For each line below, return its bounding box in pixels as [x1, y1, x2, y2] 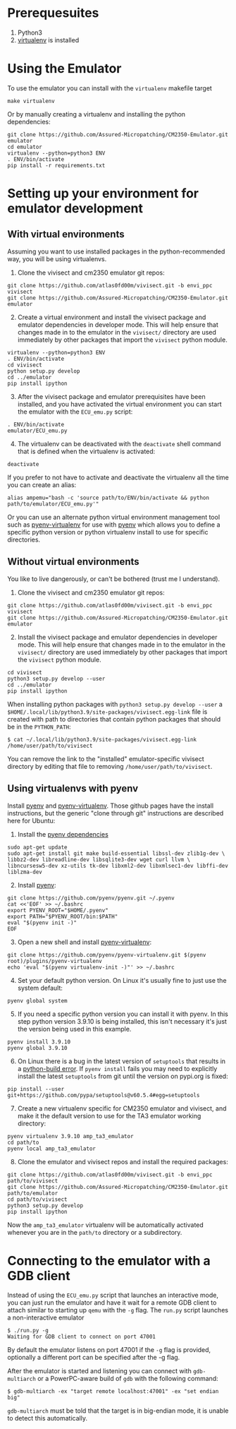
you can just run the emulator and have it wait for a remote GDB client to [7, 1298, 217, 1307]
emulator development [7, 201, 143, 217]
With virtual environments [7, 228, 125, 241]
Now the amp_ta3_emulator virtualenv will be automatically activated [7, 1220, 204, 1229]
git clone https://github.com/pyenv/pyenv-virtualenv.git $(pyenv [7, 951, 206, 958]
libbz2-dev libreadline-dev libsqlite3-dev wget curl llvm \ [7, 856, 191, 863]
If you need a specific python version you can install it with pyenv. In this [17, 1010, 229, 1018]
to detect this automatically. [7, 1414, 88, 1423]
